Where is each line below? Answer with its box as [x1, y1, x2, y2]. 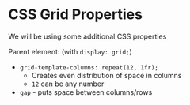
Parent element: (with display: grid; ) [8, 47, 132, 56]
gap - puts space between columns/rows [19, 87, 153, 96]
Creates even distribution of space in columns [31, 70, 182, 80]
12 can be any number [31, 79, 104, 88]
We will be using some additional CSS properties [8, 32, 167, 41]
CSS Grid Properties [8, 6, 142, 24]
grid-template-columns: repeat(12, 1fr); [19, 63, 158, 72]
